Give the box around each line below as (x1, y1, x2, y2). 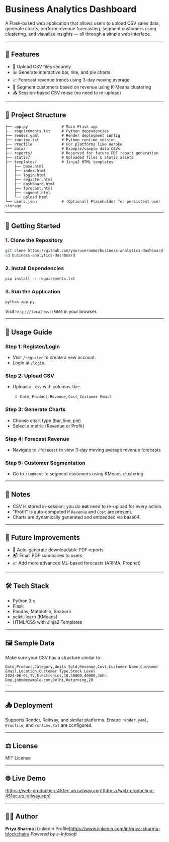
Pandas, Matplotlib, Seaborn (12, 608, 71, 614)
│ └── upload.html (5, 195, 49, 200)
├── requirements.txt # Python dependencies (5, 128, 109, 134)
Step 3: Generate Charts (5, 406, 66, 413)
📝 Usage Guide (5, 328, 53, 336)
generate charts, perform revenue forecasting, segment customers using (5, 25, 157, 31)
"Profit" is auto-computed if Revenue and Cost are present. (12, 509, 133, 515)
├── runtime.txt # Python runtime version (5, 137, 116, 142)
